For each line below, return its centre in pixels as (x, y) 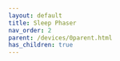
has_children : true (41, 45)
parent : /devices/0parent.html (60, 38)
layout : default (35, 15)
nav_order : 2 (30, 30)
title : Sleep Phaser (43, 23)
